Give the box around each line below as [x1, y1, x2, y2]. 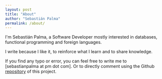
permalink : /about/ [5, 20, 45, 26]
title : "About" [5, 12, 36, 17]
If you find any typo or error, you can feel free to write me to [5, 58, 127, 64]
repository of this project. [5, 69, 57, 75]
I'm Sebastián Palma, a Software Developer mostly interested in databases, [5, 34, 158, 40]
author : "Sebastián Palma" [5, 16, 61, 21]
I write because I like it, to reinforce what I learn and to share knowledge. [5, 49, 153, 55]
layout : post [5, 7, 32, 12]
